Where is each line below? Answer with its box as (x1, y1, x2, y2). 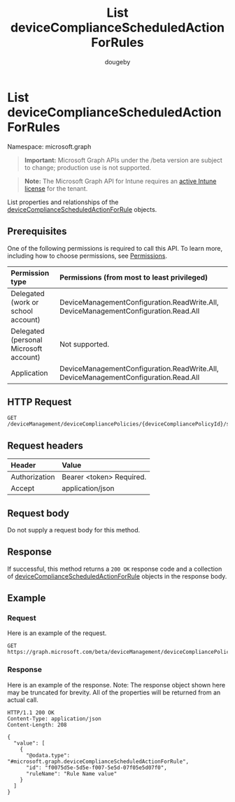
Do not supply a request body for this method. (7, 525, 141, 534)
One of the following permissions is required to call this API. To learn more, (7, 244, 223, 252)
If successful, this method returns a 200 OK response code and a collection (7, 564, 222, 573)
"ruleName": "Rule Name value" (25, 770, 117, 777)
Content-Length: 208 (7, 721, 68, 728)
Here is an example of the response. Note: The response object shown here (7, 680, 226, 689)
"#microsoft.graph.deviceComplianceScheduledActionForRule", (7, 758, 190, 765)
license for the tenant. (24, 184, 88, 193)
